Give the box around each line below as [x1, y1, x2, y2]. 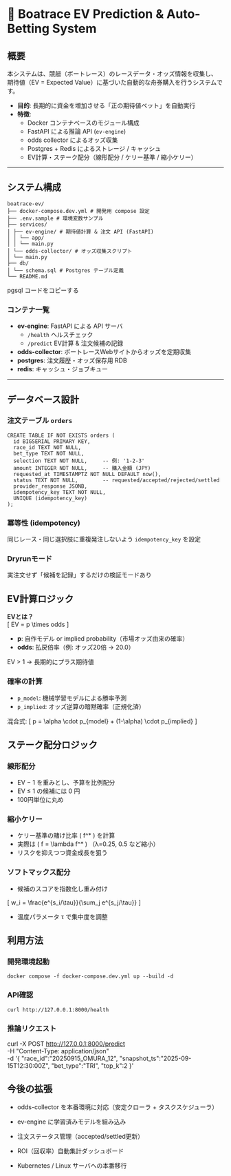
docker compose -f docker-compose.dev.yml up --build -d [7, 973, 174, 980]
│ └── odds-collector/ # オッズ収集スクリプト [7, 247, 133, 254]
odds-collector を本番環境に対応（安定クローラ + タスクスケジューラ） [16, 1102, 219, 1111]
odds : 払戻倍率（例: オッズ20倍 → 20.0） [16, 643, 135, 652]
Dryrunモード [7, 554, 53, 564]
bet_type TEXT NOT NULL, [13, 450, 85, 457]
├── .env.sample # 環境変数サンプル [7, 215, 104, 222]
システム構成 [7, 182, 62, 194]
